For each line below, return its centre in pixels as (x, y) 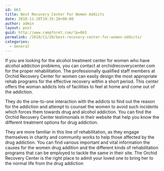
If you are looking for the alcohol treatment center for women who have (78, 60)
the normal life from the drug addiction (44, 163)
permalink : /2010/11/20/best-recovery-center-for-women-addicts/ (73, 37)
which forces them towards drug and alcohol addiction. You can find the (78, 112)
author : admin (20, 23)
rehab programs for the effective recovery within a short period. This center (82, 81)
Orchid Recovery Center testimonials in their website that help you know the (82, 117)
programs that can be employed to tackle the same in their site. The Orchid (81, 153)
